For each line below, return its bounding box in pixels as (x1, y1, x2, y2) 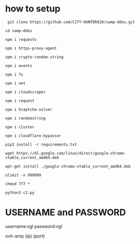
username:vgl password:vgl (5, 223, 62, 229)
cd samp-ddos (5, 28, 32, 33)
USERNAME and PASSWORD (5, 207, 126, 218)
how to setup (5, 3, 61, 14)
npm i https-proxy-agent (5, 45, 57, 50)
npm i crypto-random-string (5, 54, 64, 59)
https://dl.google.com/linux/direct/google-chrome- (16, 150, 126, 155)
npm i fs (5, 72, 23, 77)
